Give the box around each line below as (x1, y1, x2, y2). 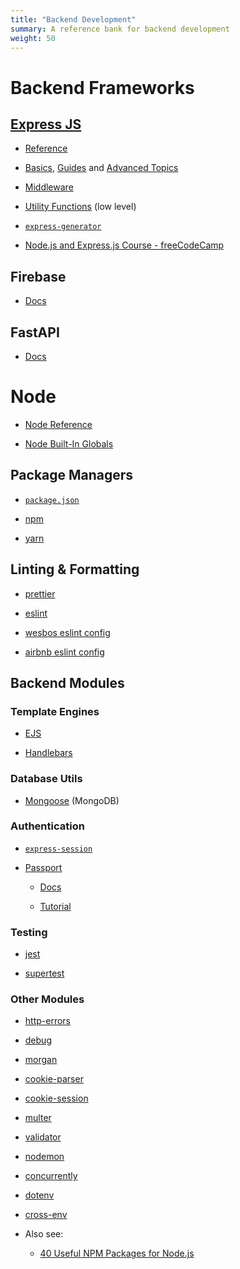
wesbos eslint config (24, 626, 111, 638)
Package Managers (10, 467, 134, 484)
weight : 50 (10, 33, 56, 43)
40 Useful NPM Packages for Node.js (39, 1247, 195, 1260)
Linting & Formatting (10, 561, 140, 578)
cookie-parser (24, 1073, 84, 1085)
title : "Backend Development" (10, 14, 137, 25)
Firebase (10, 268, 67, 285)
